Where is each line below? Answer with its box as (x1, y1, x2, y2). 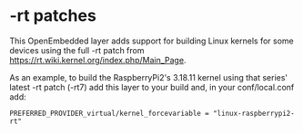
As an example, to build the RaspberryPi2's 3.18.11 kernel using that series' (9, 71, 288, 82)
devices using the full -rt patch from (9, 44, 145, 55)
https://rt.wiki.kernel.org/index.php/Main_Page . (9, 54, 187, 65)
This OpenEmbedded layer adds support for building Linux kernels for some (9, 35, 294, 46)
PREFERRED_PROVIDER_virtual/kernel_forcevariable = (9, 109, 209, 118)
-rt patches (9, 5, 97, 26)
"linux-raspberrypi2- (212, 109, 296, 118)
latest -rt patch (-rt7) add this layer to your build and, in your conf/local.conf (9, 81, 295, 92)
